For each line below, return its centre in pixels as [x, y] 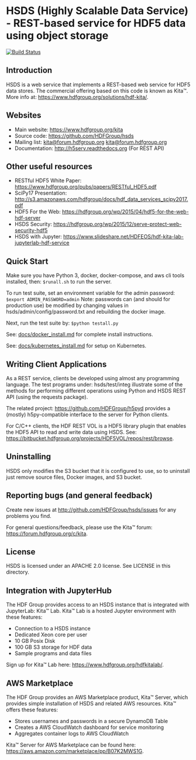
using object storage [57, 36]
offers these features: [32, 710]
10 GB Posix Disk [35, 641]
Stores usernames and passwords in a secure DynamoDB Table [91, 721]
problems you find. [29, 516]
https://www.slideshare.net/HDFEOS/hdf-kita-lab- [124, 237]
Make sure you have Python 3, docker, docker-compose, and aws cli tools [95, 275]
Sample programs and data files [53, 653]
